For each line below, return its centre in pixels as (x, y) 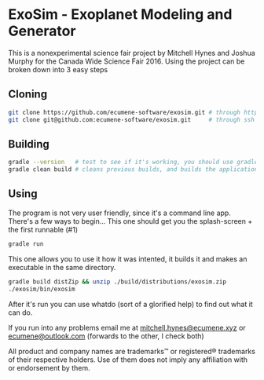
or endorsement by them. (49, 367)
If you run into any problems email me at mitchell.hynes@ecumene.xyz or (127, 327)
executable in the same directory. (62, 267)
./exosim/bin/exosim (42, 289)
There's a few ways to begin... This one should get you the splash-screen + (130, 221)
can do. (20, 312)
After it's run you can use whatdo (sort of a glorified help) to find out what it (130, 304)
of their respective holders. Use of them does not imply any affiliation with (128, 360)
